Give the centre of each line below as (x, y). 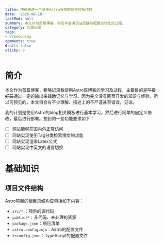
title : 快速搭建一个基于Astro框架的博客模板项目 (49, 9)
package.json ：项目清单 (36, 223)
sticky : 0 (15, 50)
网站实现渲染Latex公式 (34, 141)
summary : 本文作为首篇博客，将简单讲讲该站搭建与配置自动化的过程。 (65, 23)
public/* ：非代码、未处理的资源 (44, 217)
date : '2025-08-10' (25, 14)
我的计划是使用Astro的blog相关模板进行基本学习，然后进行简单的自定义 (76, 113)
